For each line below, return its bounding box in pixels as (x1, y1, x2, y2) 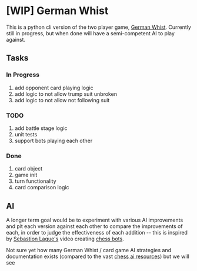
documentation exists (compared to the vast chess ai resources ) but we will (6, 253, 189, 260)
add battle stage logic (14, 125, 68, 132)
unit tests (14, 131, 38, 138)
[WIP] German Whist (6, 4, 109, 18)
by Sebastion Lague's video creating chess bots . (6, 235, 125, 242)
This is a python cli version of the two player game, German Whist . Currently (6, 24, 191, 31)
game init (14, 172, 38, 179)
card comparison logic (14, 184, 69, 191)
